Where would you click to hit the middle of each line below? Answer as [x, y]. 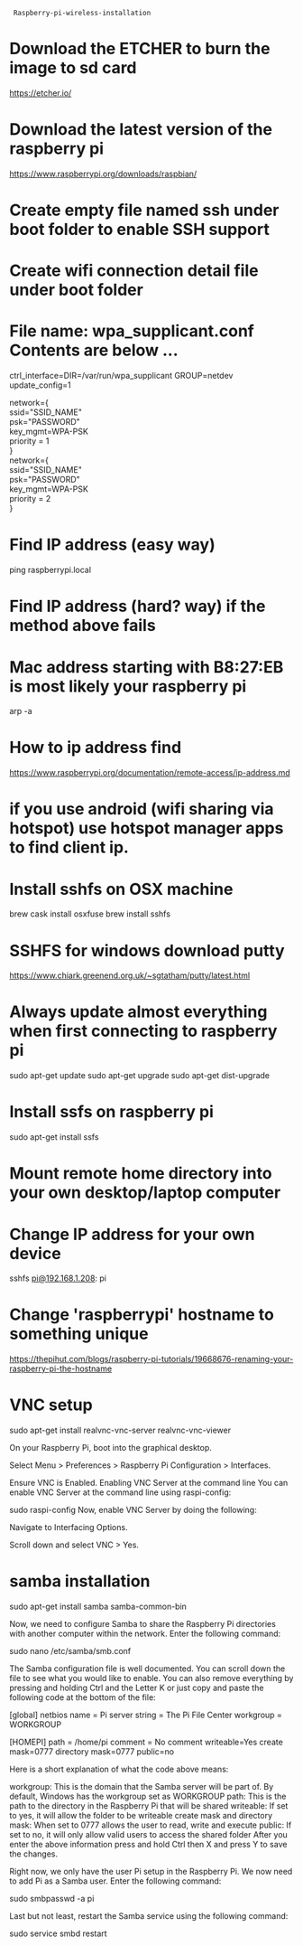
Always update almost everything [138, 1012]
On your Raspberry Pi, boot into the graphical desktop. [110, 1448]
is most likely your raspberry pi [128, 686]
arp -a [21, 711]
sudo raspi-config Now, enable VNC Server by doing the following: [133, 1510]
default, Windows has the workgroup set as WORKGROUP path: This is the [148, 1796]
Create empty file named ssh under [144, 210]
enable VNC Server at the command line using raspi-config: [120, 1492]
